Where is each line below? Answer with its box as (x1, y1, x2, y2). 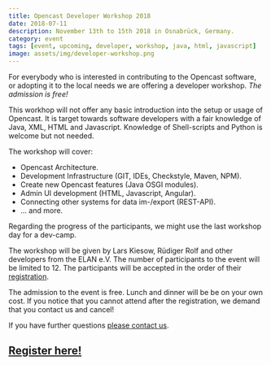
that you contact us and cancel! (8, 305, 115, 314)
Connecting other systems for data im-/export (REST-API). (20, 197, 216, 206)
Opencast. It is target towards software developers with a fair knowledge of (8, 114, 262, 123)
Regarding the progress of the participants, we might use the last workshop (8, 221, 262, 231)
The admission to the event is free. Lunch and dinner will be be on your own (8, 288, 263, 297)
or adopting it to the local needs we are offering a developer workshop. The (8, 80, 262, 90)
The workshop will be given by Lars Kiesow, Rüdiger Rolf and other (8, 246, 234, 255)
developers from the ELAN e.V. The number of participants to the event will (8, 254, 260, 264)
